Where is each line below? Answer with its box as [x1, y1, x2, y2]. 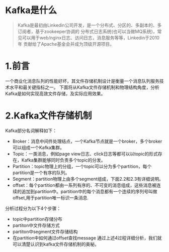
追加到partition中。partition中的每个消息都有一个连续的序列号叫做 [21, 188, 157, 194]
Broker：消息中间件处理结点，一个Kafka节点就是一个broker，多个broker [12, 138, 162, 144]
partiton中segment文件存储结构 [12, 228, 78, 234]
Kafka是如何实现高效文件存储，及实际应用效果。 [5, 90, 106, 96]
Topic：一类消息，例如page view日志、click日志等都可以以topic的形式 [12, 151, 158, 157]
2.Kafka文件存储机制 [5, 110, 92, 121]
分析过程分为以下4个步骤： [5, 205, 61, 211]
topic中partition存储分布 [12, 216, 63, 222]
